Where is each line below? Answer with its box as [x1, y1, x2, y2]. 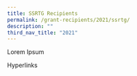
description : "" [7, 23, 53, 29]
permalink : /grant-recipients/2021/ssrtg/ [7, 16, 130, 23]
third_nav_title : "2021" [7, 29, 78, 36]
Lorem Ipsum [7, 48, 45, 56]
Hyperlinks [7, 61, 38, 69]
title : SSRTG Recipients [7, 10, 78, 17]
